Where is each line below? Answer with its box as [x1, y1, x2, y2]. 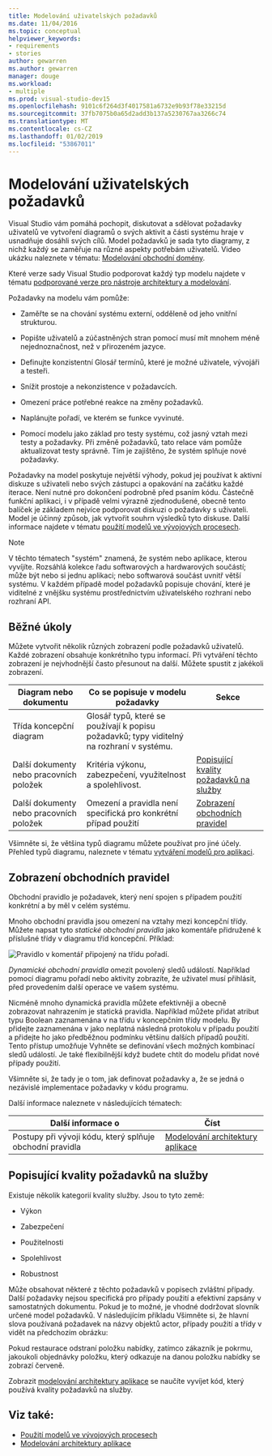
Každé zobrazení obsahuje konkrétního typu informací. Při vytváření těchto [8, 650, 258, 660]
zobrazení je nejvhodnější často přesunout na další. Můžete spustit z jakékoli [8, 659, 264, 668]
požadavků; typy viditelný [86, 731, 184, 742]
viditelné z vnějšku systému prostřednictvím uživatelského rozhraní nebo [8, 588, 252, 598]
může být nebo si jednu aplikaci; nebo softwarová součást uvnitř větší [8, 570, 241, 580]
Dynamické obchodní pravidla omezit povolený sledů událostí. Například [8, 965, 250, 975]
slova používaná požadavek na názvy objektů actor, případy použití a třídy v [8, 1318, 262, 1329]
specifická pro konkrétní [86, 808, 179, 819]
